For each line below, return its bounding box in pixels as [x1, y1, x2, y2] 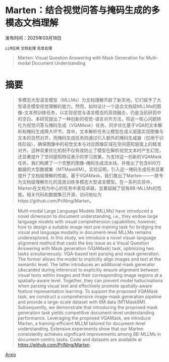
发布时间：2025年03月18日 [5, 35, 62, 41]
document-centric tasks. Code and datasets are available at [17, 336, 142, 342]
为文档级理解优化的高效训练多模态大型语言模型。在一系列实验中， [17, 178, 155, 185]
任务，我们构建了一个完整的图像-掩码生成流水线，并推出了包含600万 [17, 160, 161, 166]
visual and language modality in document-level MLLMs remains [17, 229, 152, 235]
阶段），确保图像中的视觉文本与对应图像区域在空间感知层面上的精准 [22, 141, 161, 147]
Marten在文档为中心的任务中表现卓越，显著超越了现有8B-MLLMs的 [17, 185, 157, 191]
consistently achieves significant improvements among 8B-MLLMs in [17, 331, 161, 337]
